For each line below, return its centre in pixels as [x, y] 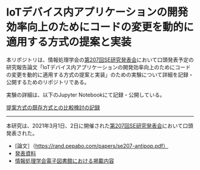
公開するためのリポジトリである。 [48, 82]
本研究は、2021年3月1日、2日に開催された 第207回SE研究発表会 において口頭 [100, 125]
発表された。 [22, 133]
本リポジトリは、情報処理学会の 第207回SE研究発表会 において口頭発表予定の [100, 60]
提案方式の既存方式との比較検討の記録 [53, 107]
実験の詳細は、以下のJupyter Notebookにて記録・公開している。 [86, 95]
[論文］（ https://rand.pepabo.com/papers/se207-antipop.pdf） [91, 146]
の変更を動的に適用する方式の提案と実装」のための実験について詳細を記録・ [100, 75]
